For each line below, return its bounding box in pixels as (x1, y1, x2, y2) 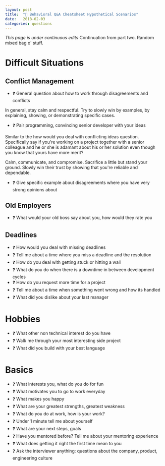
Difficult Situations (5, 58, 84, 68)
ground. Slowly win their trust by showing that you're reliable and (5, 165, 138, 171)
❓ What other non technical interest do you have (12, 330, 110, 336)
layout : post (5, 7, 32, 12)
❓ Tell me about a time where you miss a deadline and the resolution (12, 251, 152, 258)
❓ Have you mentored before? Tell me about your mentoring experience (12, 433, 159, 439)
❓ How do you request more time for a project (12, 279, 106, 285)
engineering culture (12, 455, 53, 461)
